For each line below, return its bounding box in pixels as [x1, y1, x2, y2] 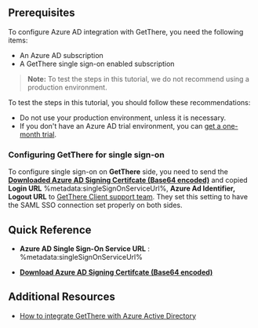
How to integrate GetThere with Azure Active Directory [19, 311, 197, 320]
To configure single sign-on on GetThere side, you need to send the [8, 167, 229, 177]
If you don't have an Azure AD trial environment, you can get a [19, 121, 221, 130]
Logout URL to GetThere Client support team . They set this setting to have [8, 192, 249, 202]
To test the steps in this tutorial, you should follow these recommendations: [8, 97, 251, 107]
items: [8, 35, 28, 45]
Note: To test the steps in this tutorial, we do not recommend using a [27, 74, 249, 83]
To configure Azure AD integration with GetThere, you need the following [8, 27, 244, 36]
